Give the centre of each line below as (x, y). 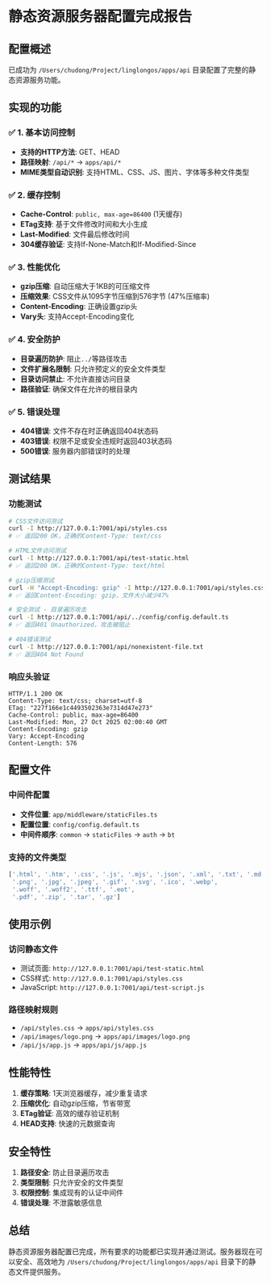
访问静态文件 (33, 949)
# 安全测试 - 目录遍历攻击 (48, 610)
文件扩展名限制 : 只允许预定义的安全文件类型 (93, 369)
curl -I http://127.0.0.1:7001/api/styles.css (88, 529)
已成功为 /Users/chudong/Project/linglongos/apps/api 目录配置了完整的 (129, 70)
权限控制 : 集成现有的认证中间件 (71, 1193)
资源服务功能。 (40, 80)
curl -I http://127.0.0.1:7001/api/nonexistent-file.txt (106, 646)
